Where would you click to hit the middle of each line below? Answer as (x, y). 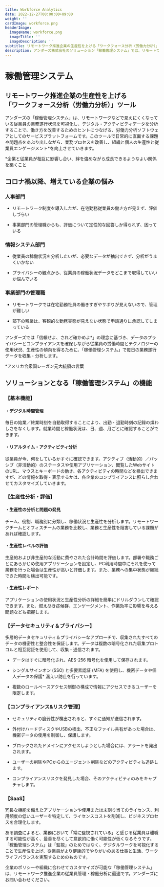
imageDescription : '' (31, 42)
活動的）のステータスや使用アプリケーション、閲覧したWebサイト (88, 465)
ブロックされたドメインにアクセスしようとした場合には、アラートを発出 (85, 745)
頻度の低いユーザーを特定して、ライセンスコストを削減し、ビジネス (77, 816)
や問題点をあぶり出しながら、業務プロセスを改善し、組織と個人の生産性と (80, 142)
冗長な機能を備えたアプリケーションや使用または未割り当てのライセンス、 (80, 810)
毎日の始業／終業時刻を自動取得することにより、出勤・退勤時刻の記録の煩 (80, 422)
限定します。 (25, 693)
